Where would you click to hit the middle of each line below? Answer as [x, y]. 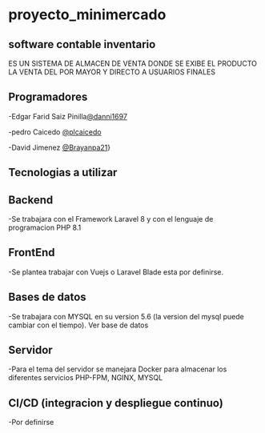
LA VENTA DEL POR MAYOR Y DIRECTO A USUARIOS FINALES [112, 72]
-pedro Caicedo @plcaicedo [55, 132]
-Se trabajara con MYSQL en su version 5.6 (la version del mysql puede [126, 316]
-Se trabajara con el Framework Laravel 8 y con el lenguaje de [111, 219]
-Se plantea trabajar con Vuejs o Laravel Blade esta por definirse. [116, 272]
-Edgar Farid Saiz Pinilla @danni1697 [68, 116]
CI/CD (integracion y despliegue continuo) [116, 403]
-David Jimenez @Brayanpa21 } [59, 147]
